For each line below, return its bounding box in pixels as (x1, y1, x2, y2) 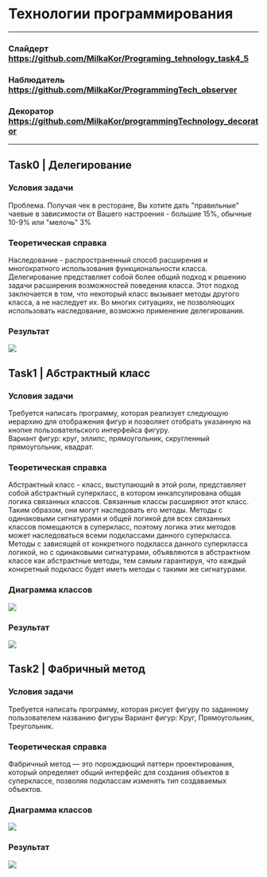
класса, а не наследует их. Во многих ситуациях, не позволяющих (8, 297, 235, 307)
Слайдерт (8, 43, 49, 54)
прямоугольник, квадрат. (8, 442, 94, 452)
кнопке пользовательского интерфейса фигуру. (8, 425, 170, 435)
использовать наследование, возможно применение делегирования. (8, 306, 245, 316)
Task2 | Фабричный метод (8, 662, 145, 676)
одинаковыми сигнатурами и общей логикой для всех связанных (8, 514, 231, 523)
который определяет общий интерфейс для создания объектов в (8, 767, 230, 777)
